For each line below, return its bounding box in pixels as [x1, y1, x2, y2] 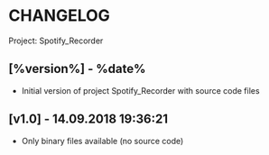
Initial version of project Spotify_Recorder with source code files [21, 85, 260, 96]
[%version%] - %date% [8, 61, 146, 77]
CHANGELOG [8, 5, 110, 26]
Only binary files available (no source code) [21, 135, 184, 146]
